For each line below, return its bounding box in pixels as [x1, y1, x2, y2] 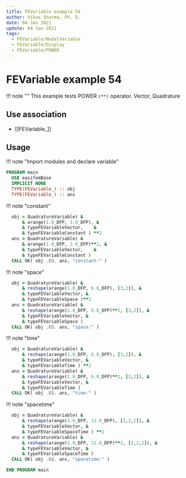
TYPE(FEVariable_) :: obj [11, 186, 76, 192]
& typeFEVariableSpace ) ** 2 [21, 297, 92, 303]
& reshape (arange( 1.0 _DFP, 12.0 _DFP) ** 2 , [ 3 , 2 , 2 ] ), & [21, 439, 158, 446]
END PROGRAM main [6, 467, 49, 473]
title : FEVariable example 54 [6, 8, 81, 15]
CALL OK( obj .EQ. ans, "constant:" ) [11, 258, 108, 264]
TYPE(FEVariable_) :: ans [11, 191, 76, 197]
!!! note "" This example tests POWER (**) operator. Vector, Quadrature [6, 92, 181, 100]
